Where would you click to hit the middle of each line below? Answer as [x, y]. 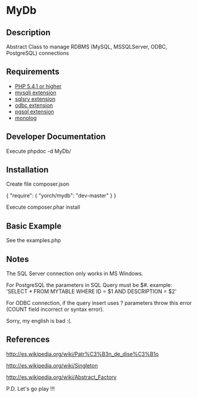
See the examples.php [34, 240]
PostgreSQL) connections [38, 53]
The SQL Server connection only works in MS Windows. [75, 274]
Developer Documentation [56, 137]
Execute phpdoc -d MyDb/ [39, 151]
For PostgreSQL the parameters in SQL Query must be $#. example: [89, 285]
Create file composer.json [38, 184]
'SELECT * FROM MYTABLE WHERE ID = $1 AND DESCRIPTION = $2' [92, 291]
